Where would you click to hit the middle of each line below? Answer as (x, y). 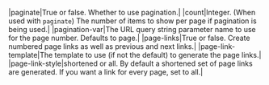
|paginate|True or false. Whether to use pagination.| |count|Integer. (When (132, 12)
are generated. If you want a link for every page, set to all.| (106, 72)
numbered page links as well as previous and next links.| (102, 47)
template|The (31, 55)
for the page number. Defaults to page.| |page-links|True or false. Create (129, 38)
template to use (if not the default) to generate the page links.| (158, 55)
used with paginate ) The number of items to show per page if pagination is (132, 21)
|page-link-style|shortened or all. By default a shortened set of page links (130, 63)
